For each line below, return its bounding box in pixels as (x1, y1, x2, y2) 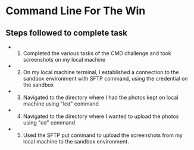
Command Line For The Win (5, 4, 146, 18)
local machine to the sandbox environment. (23, 138, 129, 145)
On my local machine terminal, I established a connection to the (23, 69, 179, 75)
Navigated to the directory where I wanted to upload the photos (23, 113, 179, 120)
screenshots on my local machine (23, 56, 106, 63)
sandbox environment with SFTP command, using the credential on (23, 75, 188, 82)
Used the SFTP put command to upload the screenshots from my (23, 132, 183, 139)
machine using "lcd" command (23, 100, 99, 107)
